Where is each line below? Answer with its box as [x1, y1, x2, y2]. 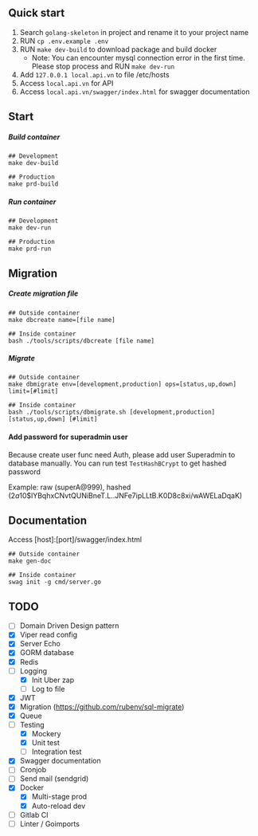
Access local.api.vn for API [19, 78, 114, 88]
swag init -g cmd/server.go [8, 578, 102, 587]
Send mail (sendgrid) [19, 774, 89, 783]
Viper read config [19, 630, 78, 640]
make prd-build [8, 180, 59, 188]
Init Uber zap [31, 675, 75, 685]
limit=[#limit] [8, 387, 59, 395]
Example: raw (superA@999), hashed [8, 482, 131, 492]
